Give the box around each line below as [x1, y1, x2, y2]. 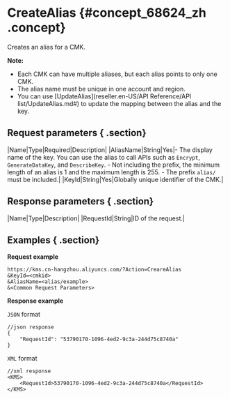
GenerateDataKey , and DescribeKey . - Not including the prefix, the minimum [7, 160, 220, 169]
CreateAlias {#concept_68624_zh [7, 5, 207, 21]
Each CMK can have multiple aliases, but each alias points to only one [17, 70, 217, 78]
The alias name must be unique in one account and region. [17, 84, 186, 93]
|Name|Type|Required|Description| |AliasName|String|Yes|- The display [7, 145, 213, 154]
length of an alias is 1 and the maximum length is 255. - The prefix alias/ [7, 167, 216, 176]
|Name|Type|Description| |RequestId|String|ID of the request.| [7, 214, 186, 223]
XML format [7, 354, 38, 363]
